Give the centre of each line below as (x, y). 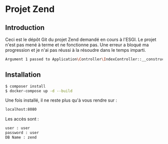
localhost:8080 (21, 110)
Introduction (25, 28)
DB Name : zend (21, 138)
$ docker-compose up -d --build (39, 91)
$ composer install (25, 86)
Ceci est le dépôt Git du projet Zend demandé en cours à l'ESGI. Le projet (81, 39)
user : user (17, 128)
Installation (23, 75)
